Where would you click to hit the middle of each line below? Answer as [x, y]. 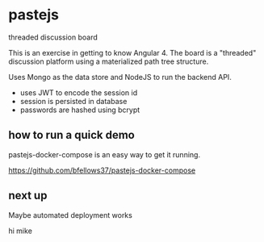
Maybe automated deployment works [71, 215]
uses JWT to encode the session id [79, 92]
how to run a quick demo [71, 135]
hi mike [20, 231]
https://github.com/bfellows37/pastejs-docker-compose [102, 170]
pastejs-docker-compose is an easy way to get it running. [104, 154]
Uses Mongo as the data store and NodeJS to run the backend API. [120, 77]
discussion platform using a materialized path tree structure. [109, 61]
